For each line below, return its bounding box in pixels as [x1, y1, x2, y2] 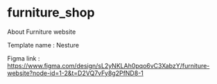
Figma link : [7, 54, 40, 63]
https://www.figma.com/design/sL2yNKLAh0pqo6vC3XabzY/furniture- [7, 61, 210, 70]
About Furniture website [7, 28, 76, 36]
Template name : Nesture [7, 41, 80, 49]
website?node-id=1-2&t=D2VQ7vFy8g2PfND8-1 [7, 69, 144, 77]
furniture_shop [7, 5, 95, 21]
